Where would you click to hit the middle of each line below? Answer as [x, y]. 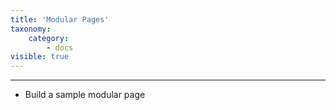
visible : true [40, 57]
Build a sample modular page [85, 95]
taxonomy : [31, 29]
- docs [60, 47]
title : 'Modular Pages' [60, 19]
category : [49, 38]
